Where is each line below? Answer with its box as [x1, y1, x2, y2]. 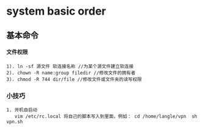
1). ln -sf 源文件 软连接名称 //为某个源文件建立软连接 [6, 63, 134, 70]
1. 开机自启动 [6, 107, 38, 114]
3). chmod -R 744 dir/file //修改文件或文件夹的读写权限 [6, 76, 142, 82]
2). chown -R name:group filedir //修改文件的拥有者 [6, 70, 136, 76]
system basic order [6, 4, 107, 18]
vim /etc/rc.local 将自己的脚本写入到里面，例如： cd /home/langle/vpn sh [14, 114, 198, 120]
